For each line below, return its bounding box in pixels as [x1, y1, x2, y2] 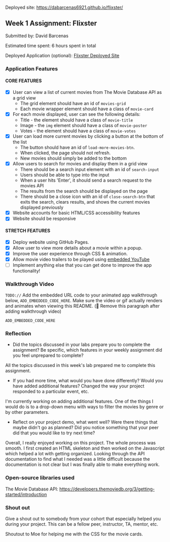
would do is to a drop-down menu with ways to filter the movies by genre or [5, 404, 164, 410]
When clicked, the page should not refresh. [20, 150, 111, 156]
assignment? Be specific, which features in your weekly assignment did [12, 347, 162, 353]
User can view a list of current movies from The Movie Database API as [12, 89, 162, 95]
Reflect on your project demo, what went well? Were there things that [12, 419, 158, 425]
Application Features [5, 65, 58, 72]
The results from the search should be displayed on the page [20, 188, 148, 194]
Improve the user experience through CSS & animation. [12, 250, 128, 257]
